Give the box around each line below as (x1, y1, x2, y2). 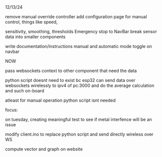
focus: (5, 107, 18, 113)
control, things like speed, (5, 19, 58, 25)
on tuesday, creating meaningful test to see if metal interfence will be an (5, 117, 152, 122)
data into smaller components (5, 34, 66, 39)
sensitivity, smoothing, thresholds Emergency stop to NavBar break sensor (5, 29, 157, 34)
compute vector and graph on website (5, 146, 83, 152)
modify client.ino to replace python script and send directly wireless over (5, 131, 154, 137)
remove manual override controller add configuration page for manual (5, 14, 147, 19)
